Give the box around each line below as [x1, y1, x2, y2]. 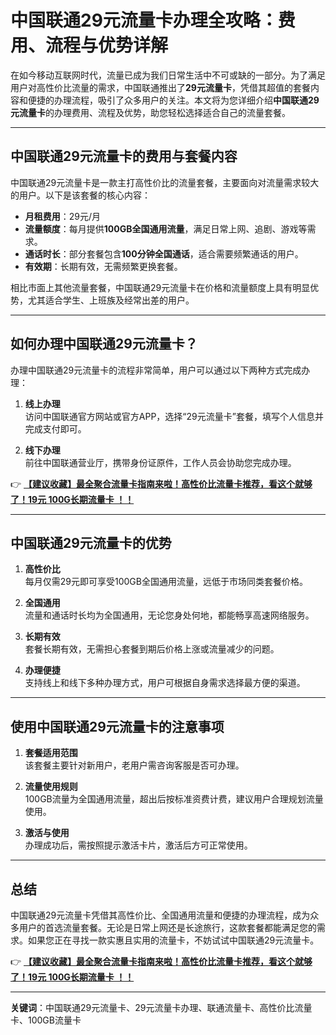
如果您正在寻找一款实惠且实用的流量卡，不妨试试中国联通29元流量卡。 [27, 934, 320, 946]
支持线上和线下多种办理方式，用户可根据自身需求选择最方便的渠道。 [24, 677, 306, 689]
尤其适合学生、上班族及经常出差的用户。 [27, 294, 195, 306]
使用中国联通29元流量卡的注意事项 [10, 718, 225, 735]
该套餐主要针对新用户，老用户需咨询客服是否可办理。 [24, 759, 245, 771]
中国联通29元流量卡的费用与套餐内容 [10, 148, 238, 165]
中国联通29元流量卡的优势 [10, 534, 172, 551]
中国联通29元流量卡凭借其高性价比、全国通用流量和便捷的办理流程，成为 [10, 909, 311, 921]
